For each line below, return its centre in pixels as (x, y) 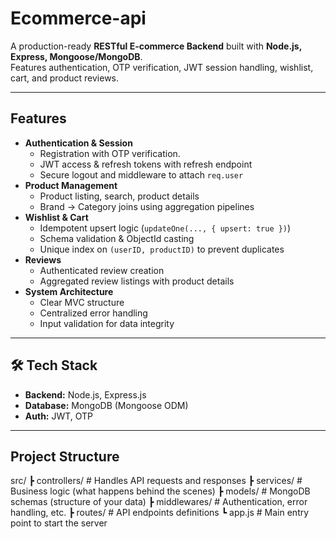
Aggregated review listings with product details (137, 281)
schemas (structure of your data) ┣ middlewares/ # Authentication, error (159, 502)
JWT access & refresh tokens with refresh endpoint (146, 164)
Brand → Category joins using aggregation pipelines (147, 206)
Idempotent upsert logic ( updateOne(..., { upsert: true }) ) (165, 228)
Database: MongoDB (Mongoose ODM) (106, 405)
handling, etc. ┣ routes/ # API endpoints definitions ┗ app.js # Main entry (160, 513)
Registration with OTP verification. (110, 153)
